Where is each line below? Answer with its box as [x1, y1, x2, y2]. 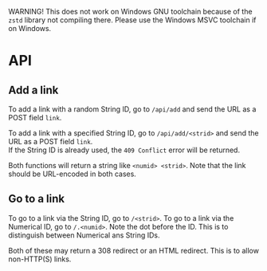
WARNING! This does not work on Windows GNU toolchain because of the [8, 7, 253, 16]
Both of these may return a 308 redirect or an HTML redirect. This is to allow [8, 245, 259, 255]
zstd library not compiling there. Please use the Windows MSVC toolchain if [8, 15, 257, 25]
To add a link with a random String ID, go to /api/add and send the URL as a [8, 104, 257, 114]
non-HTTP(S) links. [8, 254, 72, 264]
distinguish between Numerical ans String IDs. [8, 230, 160, 240]
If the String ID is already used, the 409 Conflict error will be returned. [8, 145, 241, 155]
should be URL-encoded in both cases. [8, 169, 137, 179]
